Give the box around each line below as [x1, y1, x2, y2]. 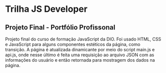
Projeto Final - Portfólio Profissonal [5, 23, 115, 32]
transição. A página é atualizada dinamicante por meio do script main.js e [5, 47, 155, 52]
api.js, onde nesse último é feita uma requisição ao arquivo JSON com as [5, 52, 155, 58]
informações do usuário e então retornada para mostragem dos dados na [5, 57, 155, 63]
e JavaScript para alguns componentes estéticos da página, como [5, 41, 140, 47]
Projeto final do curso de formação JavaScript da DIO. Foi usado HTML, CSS [5, 36, 162, 42]
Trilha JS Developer [5, 3, 88, 15]
